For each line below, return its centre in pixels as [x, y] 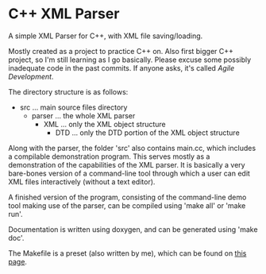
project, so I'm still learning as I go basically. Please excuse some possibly [130, 60]
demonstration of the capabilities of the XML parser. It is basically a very [127, 164]
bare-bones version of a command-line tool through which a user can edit [129, 173]
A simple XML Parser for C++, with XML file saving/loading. [106, 36]
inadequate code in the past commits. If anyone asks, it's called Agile [121, 68]
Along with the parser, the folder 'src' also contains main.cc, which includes [132, 148]
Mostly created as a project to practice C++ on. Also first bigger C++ [121, 51]
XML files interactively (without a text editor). [82, 181]
